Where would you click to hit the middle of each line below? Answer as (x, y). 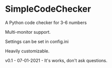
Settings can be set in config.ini (37, 41)
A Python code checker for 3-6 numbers (46, 23)
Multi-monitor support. (28, 32)
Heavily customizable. (27, 51)
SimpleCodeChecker (48, 9)
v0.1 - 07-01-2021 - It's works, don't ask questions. (56, 60)
